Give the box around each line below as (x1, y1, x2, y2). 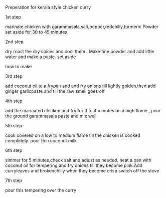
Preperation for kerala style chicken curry (5, 5, 91, 10)
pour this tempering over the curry (5, 187, 77, 193)
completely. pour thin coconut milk (5, 138, 77, 143)
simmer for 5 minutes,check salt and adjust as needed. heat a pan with (5, 157, 151, 163)
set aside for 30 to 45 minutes (5, 29, 68, 35)
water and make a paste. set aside (5, 54, 76, 60)
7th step (5, 177, 23, 183)
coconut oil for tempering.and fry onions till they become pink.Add (5, 162, 143, 168)
